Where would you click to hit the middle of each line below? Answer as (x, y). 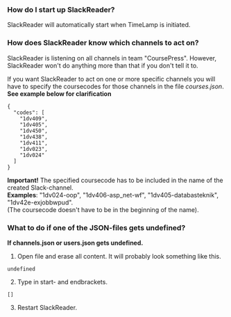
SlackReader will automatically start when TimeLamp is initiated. (99, 25)
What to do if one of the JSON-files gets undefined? (96, 227)
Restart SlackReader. (47, 307)
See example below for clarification (59, 94)
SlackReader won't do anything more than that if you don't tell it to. (103, 65)
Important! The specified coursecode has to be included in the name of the (115, 180)
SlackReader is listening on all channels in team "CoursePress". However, (112, 58)
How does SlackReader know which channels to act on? (103, 43)
